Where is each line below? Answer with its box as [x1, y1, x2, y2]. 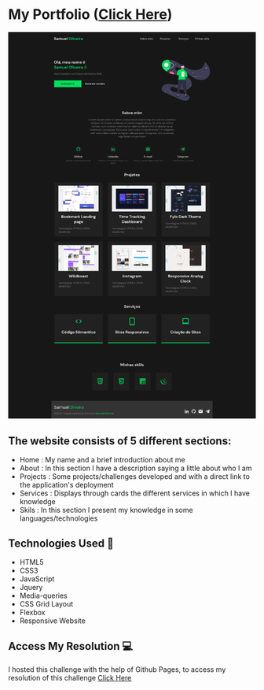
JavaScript [19, 574, 55, 584]
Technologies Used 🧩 [8, 536, 114, 550]
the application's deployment [19, 480, 114, 490]
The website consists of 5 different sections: [8, 434, 232, 447]
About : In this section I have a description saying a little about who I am [19, 463, 252, 473]
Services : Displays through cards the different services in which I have [19, 488, 250, 498]
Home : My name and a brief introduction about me [19, 455, 186, 465]
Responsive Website [19, 616, 86, 625]
